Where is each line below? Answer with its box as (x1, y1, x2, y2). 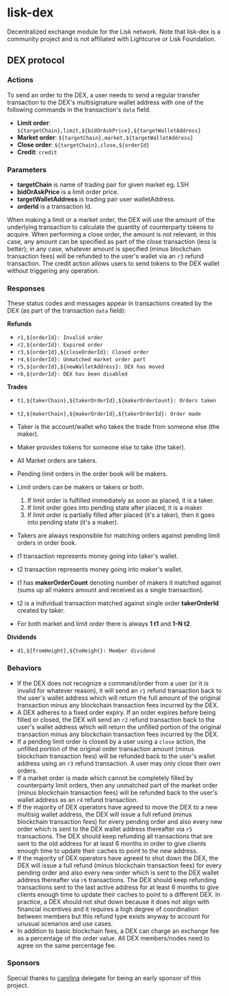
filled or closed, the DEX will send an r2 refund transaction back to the (16, 715, 215, 724)
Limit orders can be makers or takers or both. (16, 483, 145, 491)
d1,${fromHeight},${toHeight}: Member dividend (16, 648, 155, 655)
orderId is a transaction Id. (16, 202, 92, 210)
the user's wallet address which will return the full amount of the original (16, 694, 221, 702)
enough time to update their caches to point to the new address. (16, 847, 198, 855)
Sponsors (7, 958, 40, 968)
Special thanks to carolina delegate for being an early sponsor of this (7, 973, 202, 982)
